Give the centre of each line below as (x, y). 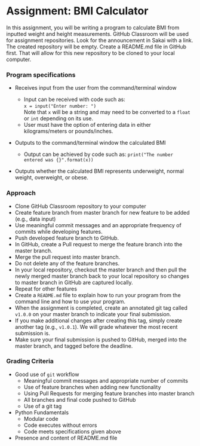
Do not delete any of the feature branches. (67, 263)
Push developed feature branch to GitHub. (67, 238)
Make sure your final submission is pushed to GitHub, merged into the (101, 340)
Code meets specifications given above (72, 431)
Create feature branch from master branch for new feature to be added (102, 212)
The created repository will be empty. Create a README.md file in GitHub (96, 47)
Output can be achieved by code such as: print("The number (99, 154)
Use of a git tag (43, 406)
